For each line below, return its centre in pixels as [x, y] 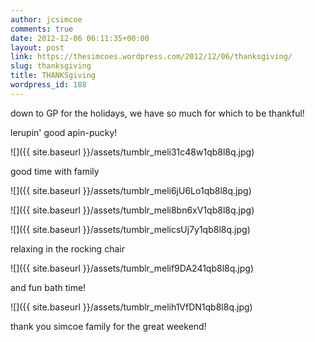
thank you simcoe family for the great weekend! [108, 326]
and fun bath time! [48, 287]
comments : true [42, 29]
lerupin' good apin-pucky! [64, 132]
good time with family [55, 171]
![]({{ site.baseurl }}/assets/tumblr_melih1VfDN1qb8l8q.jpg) [131, 307]
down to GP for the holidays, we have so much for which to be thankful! [157, 113]
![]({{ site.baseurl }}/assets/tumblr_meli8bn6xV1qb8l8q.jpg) [132, 210]
